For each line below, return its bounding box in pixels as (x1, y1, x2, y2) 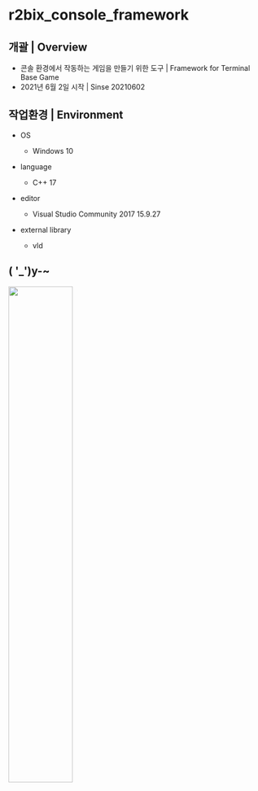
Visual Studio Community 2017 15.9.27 (32, 209, 161, 219)
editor (20, 193, 41, 203)
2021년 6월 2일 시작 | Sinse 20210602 (20, 82, 145, 91)
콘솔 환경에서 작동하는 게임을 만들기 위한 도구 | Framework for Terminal (20, 63, 251, 72)
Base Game (20, 72, 59, 82)
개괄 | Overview (8, 40, 88, 54)
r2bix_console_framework (8, 6, 190, 24)
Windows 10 (32, 146, 74, 155)
